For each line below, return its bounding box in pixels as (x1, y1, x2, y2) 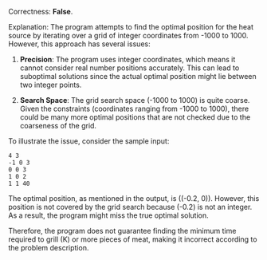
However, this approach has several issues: (8, 39, 151, 49)
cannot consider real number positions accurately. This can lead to (19, 63, 240, 73)
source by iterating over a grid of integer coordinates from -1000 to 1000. (8, 31, 249, 40)
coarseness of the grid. (19, 121, 97, 130)
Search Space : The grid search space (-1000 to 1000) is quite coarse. (19, 96, 250, 104)
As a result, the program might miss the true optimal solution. (8, 211, 209, 220)
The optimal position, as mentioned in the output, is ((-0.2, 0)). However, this (8, 194, 260, 203)
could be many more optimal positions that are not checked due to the (19, 112, 251, 122)
